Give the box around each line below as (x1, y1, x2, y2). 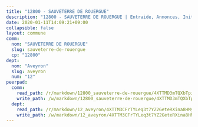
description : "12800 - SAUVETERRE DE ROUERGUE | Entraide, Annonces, (6, 14, 181, 20)
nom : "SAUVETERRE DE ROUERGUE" (11, 42, 88, 47)
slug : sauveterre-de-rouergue (11, 47, 85, 53)
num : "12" (11, 74, 35, 80)
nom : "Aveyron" (11, 63, 49, 69)
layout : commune (6, 30, 46, 36)
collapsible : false (6, 25, 54, 31)
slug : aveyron (11, 68, 46, 74)
